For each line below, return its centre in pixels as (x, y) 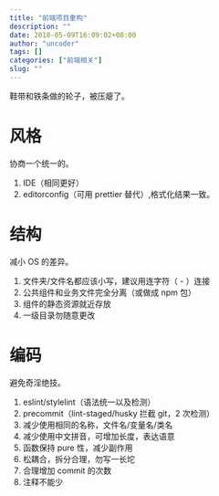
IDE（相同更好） (53, 183)
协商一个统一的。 (42, 163)
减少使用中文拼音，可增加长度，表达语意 (99, 436)
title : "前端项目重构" (48, 18)
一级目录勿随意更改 (59, 315)
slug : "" (26, 69)
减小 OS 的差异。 (42, 261)
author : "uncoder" (44, 43)
